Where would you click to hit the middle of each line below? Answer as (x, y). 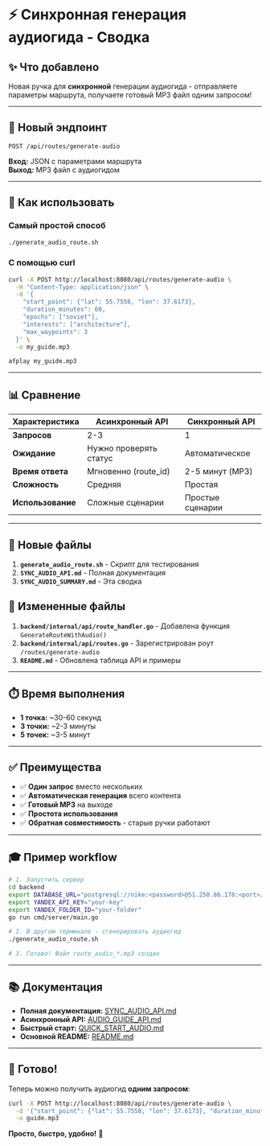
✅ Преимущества (55, 767)
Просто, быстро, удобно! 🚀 (56, 1134)
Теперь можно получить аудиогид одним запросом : (99, 1088)
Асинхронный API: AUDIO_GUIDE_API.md (91, 1019)
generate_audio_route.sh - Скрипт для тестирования (109, 564)
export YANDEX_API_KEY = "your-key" (66, 902)
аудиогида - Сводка (79, 37)
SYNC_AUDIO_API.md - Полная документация (93, 572)
